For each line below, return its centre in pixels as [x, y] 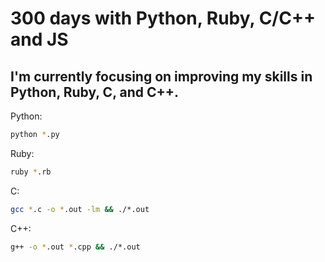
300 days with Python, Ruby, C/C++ [163, 18]
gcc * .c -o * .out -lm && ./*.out [80, 209]
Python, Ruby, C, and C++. [95, 92]
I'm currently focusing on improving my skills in [161, 76]
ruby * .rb [31, 172]
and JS [39, 39]
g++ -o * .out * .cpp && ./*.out [75, 247]
